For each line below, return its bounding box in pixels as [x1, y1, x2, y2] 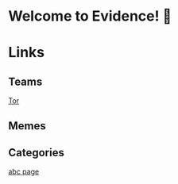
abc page [8, 167, 40, 177]
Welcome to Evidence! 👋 [8, 7, 172, 25]
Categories [8, 146, 65, 159]
